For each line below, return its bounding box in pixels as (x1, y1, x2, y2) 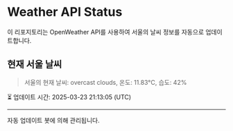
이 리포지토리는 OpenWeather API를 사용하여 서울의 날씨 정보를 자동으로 (7, 28, 205, 36)
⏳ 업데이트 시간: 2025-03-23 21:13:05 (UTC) (7, 92, 132, 101)
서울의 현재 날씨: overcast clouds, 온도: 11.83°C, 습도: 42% (24, 78, 187, 86)
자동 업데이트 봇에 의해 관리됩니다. (7, 116, 100, 124)
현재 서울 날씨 (7, 59, 62, 70)
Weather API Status (7, 4, 123, 20)
